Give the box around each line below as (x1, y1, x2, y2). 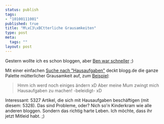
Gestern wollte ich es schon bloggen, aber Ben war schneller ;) (5, 58, 134, 63)
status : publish (5, 7, 39, 12)
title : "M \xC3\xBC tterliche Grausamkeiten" (5, 26, 97, 31)
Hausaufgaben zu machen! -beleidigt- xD (17, 87, 102, 93)
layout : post (5, 44, 32, 49)
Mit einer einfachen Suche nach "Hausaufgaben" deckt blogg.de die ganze (5, 67, 159, 73)
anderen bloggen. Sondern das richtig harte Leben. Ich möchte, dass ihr (5, 108, 153, 114)
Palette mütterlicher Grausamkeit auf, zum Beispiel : (5, 72, 110, 78)
